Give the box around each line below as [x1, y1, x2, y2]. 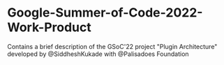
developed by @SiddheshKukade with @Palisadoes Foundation [7, 50, 190, 58]
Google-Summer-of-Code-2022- [7, 5, 203, 21]
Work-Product [7, 19, 92, 35]
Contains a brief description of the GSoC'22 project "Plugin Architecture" [7, 42, 218, 50]
